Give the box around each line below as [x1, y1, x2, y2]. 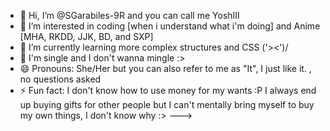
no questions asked [19, 73, 102, 85]
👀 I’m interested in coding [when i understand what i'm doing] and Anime [19, 20, 321, 32]
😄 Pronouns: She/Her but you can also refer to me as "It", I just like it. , [19, 63, 312, 74]
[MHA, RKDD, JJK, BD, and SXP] [19, 31, 154, 42]
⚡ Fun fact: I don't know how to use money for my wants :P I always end [19, 85, 317, 96]
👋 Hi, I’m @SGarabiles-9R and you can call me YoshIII [19, 10, 240, 21]
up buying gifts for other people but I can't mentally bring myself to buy [19, 99, 315, 110]
